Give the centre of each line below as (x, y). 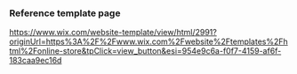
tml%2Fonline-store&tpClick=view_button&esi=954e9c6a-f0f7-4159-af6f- (145, 51)
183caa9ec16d (36, 61)
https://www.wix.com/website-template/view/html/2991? (113, 33)
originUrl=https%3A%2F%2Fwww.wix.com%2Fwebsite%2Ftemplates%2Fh (149, 41)
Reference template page (65, 13)
